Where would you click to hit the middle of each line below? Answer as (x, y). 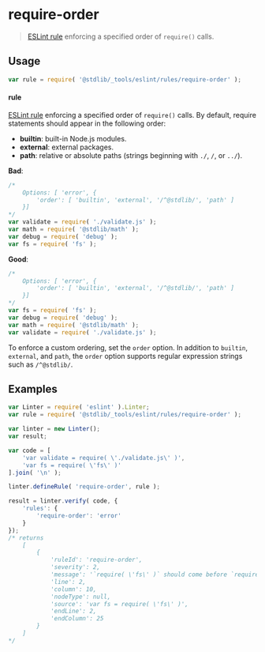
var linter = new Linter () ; (54, 429)
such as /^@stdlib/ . (41, 364)
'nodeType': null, (80, 597)
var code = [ (30, 450)
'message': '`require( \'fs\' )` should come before (138, 575)
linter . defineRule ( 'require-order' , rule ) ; (84, 487)
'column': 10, (73, 589)
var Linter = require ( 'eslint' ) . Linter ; (79, 407)
